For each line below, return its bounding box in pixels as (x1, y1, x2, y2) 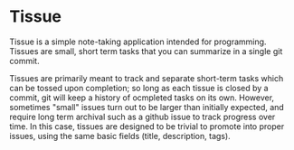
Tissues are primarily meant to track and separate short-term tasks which (9, 72, 284, 83)
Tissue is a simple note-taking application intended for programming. (9, 36, 267, 47)
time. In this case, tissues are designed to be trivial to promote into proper (9, 120, 285, 132)
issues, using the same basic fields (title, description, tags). (9, 130, 231, 141)
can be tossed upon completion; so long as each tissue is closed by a (9, 82, 269, 93)
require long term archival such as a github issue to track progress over (9, 111, 276, 122)
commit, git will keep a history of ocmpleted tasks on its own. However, (9, 92, 274, 103)
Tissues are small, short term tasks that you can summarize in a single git (9, 45, 283, 56)
